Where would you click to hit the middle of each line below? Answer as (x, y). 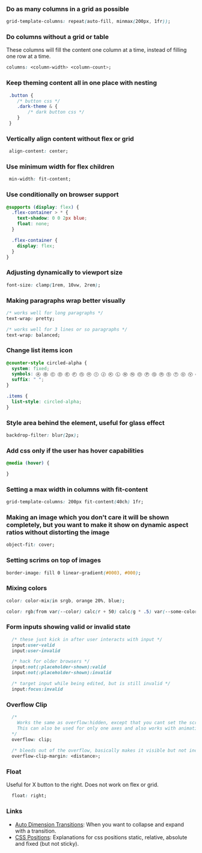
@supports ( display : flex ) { (43, 207)
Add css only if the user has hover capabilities (75, 450)
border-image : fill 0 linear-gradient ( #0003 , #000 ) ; (74, 573)
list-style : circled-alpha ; (47, 402)
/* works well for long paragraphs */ (55, 313)
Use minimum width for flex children (60, 166)
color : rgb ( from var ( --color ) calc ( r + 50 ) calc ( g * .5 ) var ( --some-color (102, 612)
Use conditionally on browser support (63, 194)
